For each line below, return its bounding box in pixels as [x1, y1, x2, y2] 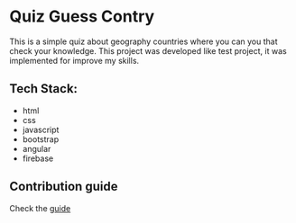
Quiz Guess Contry [9, 6, 155, 27]
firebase [22, 153, 54, 164]
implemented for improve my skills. [9, 55, 140, 66]
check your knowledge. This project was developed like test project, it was [9, 45, 287, 56]
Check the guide [9, 202, 71, 213]
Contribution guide [9, 179, 118, 194]
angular [22, 143, 51, 154]
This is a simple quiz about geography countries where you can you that [9, 36, 278, 47]
